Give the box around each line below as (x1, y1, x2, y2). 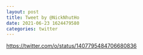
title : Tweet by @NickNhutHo (6, 15, 80, 21)
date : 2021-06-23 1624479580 (6, 20, 80, 26)
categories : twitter (6, 25, 59, 32)
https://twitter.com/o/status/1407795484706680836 (6, 42, 137, 50)
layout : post (6, 8, 39, 15)
